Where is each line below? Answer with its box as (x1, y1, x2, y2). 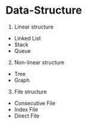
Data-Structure (5, 4, 83, 17)
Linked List (14, 34, 41, 42)
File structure (14, 88, 47, 95)
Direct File (14, 112, 40, 119)
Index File (14, 106, 39, 113)
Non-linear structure (14, 59, 65, 66)
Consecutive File (14, 99, 56, 107)
